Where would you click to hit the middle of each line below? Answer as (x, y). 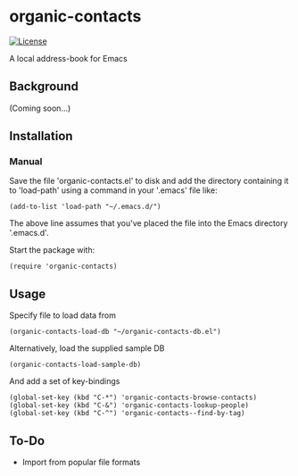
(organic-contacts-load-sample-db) (75, 365)
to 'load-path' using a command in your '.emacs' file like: (113, 190)
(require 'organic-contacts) (63, 267)
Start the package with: (52, 250)
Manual (26, 162)
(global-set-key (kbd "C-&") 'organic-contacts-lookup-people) (129, 405)
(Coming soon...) (40, 108)
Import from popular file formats (81, 463)
